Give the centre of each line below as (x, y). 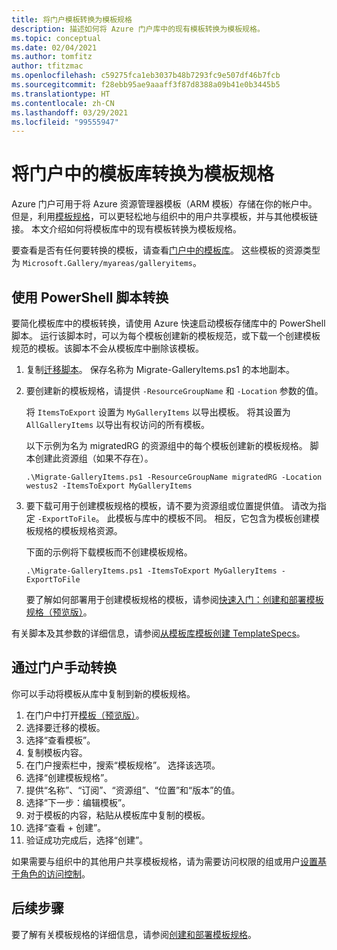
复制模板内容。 (56, 752)
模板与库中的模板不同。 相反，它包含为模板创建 (213, 518)
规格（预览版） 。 (59, 612)
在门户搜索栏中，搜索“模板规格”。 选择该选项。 (123, 765)
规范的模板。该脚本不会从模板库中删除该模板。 (107, 348)
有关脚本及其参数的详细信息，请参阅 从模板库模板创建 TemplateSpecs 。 (158, 633)
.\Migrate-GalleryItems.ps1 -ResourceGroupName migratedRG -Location (174, 477)
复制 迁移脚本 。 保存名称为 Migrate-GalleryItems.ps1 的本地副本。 (160, 369)
